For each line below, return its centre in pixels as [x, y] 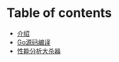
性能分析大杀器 [39, 51]
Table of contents [59, 13]
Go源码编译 [34, 42]
